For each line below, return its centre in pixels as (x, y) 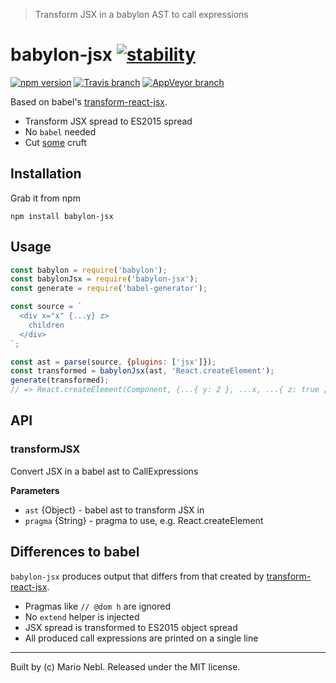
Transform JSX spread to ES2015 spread (108, 121)
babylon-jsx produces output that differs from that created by (137, 576)
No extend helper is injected (82, 616)
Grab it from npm (45, 198)
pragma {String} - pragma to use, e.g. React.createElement (144, 520)
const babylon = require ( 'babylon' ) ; (89, 270)
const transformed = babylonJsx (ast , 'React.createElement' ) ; (142, 371)
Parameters (35, 490)
